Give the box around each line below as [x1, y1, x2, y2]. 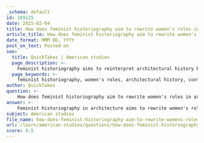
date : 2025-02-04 [6, 20, 50, 26]
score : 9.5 [6, 128, 34, 134]
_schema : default [6, 9, 50, 15]
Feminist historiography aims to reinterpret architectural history [17, 65, 194, 72]
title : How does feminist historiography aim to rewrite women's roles [6, 26, 191, 32]
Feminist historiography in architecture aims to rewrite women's [17, 105, 189, 111]
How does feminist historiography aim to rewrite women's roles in [17, 94, 191, 100]
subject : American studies [6, 111, 75, 117]
